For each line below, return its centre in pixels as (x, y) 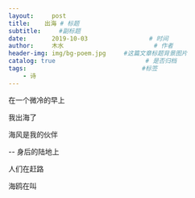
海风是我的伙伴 (33, 134)
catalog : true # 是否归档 (93, 61)
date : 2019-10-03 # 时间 (89, 38)
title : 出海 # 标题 (44, 23)
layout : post (37, 16)
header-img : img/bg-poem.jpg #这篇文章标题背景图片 (98, 53)
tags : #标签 (83, 69)
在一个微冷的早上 (37, 100)
